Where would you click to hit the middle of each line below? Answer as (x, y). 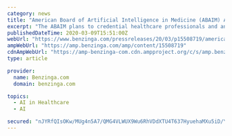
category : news (29, 13)
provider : (21, 71)
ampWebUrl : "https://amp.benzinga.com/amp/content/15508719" (97, 46)
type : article (28, 59)
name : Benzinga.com (41, 77)
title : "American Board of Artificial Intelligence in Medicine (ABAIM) (114, 20)
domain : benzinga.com (45, 84)
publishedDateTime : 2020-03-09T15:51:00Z (68, 33)
